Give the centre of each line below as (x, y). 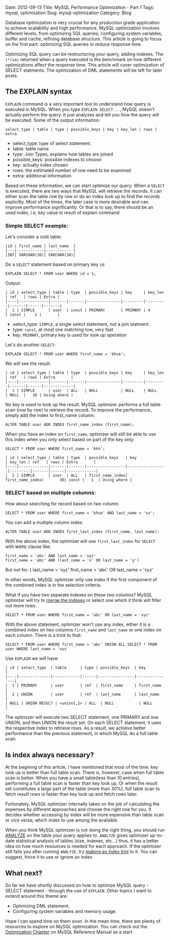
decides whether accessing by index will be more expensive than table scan (85, 815)
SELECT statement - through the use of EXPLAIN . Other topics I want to (78, 891)
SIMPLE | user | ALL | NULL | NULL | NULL (89, 391)
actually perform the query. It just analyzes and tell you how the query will (82, 114)
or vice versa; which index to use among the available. (62, 820)
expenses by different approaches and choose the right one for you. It (78, 809)
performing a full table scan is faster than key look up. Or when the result (81, 783)
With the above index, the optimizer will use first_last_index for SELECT (80, 541)
